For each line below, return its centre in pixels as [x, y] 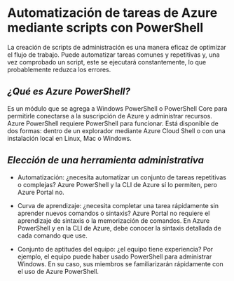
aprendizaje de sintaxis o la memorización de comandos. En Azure [113, 220]
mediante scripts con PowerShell [105, 28]
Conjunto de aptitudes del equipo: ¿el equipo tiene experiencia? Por [115, 249]
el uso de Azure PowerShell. [58, 271]
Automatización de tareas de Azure [112, 13]
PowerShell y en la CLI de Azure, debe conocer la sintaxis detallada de [119, 228]
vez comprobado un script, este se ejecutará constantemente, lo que [107, 62]
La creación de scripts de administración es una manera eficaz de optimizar [117, 47]
